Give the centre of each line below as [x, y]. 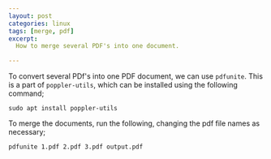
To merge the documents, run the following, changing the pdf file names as [134, 123]
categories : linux [39, 24]
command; [26, 93]
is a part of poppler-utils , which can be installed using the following [123, 85]
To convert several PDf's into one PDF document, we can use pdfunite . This [136, 76]
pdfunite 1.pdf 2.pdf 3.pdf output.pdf [76, 147]
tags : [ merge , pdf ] [41, 31]
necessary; [27, 132]
